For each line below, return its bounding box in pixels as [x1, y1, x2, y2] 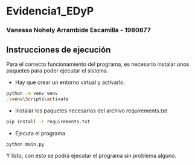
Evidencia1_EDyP [6, 4, 94, 18]
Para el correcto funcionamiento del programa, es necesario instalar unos [6, 60, 190, 68]
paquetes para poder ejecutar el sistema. [6, 66, 109, 74]
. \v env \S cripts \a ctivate [6, 95, 69, 102]
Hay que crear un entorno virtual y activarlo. [14, 79, 126, 86]
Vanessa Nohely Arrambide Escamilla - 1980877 [6, 26, 151, 34]
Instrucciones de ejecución [6, 44, 111, 55]
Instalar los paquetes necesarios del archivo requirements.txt [14, 107, 168, 114]
